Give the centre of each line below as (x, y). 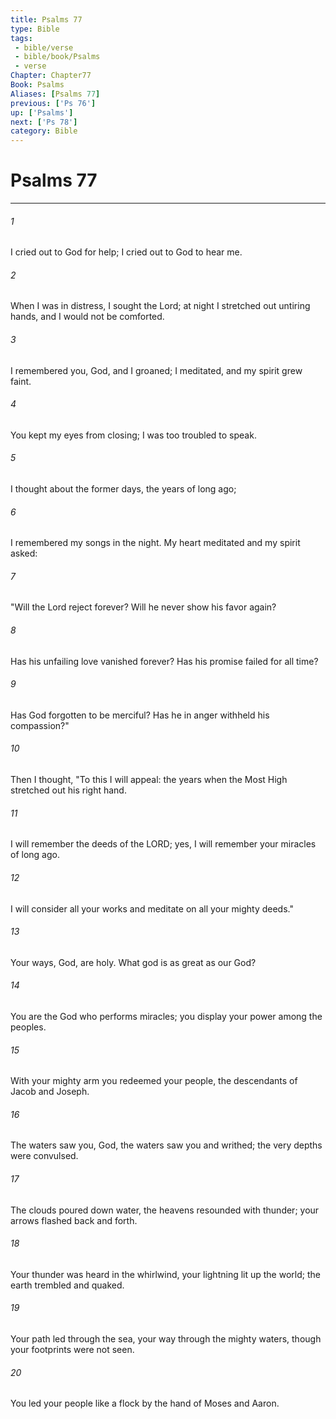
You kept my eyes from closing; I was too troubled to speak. (133, 435)
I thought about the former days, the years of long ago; (123, 489)
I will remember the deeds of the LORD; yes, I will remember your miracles (163, 844)
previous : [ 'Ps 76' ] (53, 103)
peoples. (28, 1027)
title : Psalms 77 (46, 19)
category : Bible (44, 131)
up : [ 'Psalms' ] (42, 112)
